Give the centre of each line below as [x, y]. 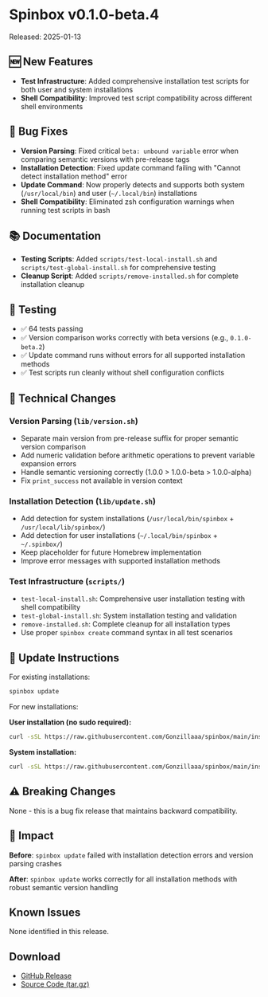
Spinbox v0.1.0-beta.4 [84, 15]
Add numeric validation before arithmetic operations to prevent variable [138, 455]
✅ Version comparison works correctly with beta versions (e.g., [124, 338]
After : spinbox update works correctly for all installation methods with [123, 879]
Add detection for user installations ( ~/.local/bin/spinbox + [119, 536]
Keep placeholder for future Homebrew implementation [111, 552]
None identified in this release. [59, 932]
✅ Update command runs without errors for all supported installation [133, 355]
